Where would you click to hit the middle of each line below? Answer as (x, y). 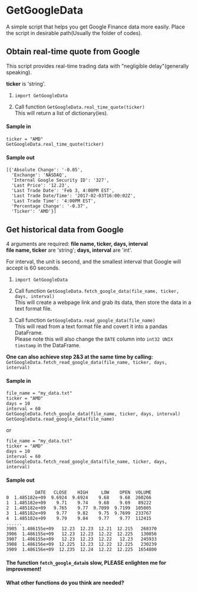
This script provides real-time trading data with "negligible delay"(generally (98, 66)
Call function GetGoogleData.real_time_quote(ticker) (80, 107)
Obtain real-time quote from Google (73, 52)
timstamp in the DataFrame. (47, 345)
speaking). (19, 72)
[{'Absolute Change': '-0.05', (45, 170)
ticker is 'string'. (26, 84)
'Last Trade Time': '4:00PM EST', (54, 201)
